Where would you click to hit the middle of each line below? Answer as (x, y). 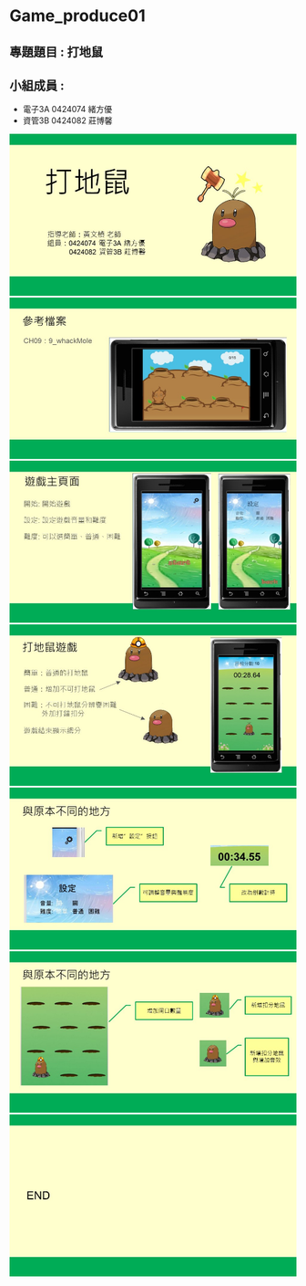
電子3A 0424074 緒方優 (67, 110)
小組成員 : (37, 85)
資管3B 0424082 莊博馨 (67, 120)
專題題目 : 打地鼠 (56, 52)
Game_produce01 (77, 16)
